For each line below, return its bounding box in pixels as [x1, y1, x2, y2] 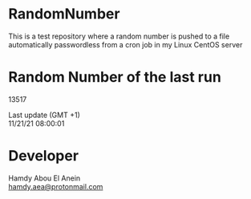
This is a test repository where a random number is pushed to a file [8, 31, 230, 41]
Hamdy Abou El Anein [8, 173, 81, 183]
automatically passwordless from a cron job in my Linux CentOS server [8, 39, 243, 49]
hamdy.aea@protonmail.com [8, 181, 103, 191]
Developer [8, 147, 79, 165]
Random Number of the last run [8, 68, 222, 87]
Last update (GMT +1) [8, 110, 80, 120]
